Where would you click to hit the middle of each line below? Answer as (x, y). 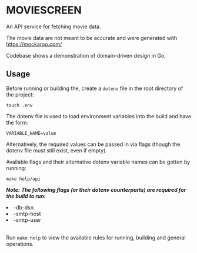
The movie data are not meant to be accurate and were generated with (92, 38)
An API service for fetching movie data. (54, 26)
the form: (17, 122)
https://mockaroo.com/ (34, 44)
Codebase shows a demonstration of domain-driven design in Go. (86, 55)
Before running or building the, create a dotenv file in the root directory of (95, 88)
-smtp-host (27, 214)
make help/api (24, 179)
